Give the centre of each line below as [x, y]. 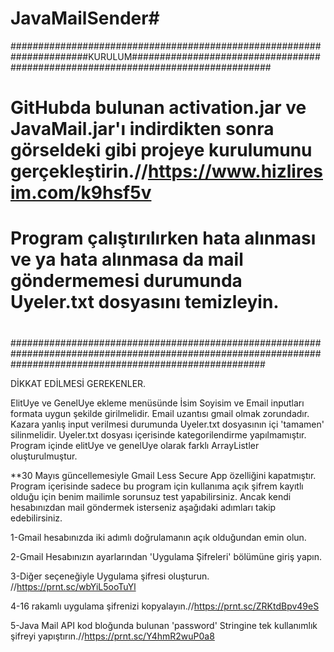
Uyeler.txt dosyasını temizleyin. [145, 302]
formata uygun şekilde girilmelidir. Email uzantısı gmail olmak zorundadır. [160, 413]
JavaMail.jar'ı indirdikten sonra [142, 129]
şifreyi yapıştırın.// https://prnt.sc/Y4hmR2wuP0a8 [112, 636]
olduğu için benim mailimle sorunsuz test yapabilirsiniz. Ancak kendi [151, 496]
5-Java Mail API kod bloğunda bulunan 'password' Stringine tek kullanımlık [164, 625]
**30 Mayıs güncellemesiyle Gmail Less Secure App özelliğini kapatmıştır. [163, 475]
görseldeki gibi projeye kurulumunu [161, 150]
